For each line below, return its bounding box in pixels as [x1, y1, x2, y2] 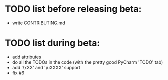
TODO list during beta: [5, 37, 100, 49]
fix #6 [12, 70, 25, 76]
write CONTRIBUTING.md [12, 20, 66, 26]
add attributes [12, 54, 41, 60]
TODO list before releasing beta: [5, 3, 142, 15]
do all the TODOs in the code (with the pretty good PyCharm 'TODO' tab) [12, 59, 163, 65]
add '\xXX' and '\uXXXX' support [12, 64, 81, 70]
